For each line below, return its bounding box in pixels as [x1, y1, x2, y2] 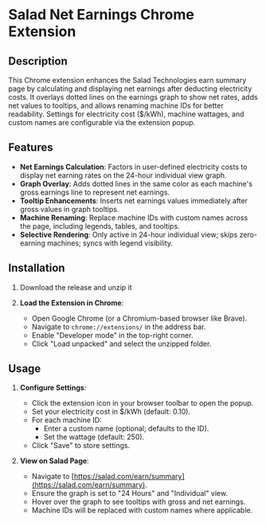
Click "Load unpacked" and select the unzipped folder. [31, 339, 212, 348]
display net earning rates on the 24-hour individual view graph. [19, 170, 227, 180]
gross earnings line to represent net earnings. [19, 187, 170, 197]
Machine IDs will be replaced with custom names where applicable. [31, 505, 253, 515]
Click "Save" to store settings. [31, 441, 130, 450]
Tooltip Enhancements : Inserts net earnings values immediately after [19, 195, 248, 205]
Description [8, 54, 68, 68]
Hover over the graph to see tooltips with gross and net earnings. [31, 497, 246, 507]
